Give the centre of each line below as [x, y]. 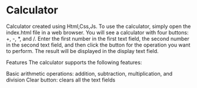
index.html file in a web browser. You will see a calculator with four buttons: [97, 32]
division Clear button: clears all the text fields [61, 80]
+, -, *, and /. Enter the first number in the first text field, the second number [98, 38]
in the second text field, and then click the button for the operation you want [98, 45]
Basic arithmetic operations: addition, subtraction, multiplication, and [89, 73]
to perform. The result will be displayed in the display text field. [82, 51]
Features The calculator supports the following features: [74, 62]
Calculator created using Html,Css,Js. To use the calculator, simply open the [98, 26]
